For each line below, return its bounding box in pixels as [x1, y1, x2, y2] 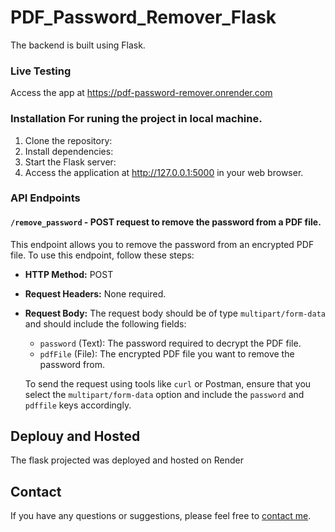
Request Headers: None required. [24, 287, 167, 300]
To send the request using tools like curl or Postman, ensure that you [24, 377, 312, 390]
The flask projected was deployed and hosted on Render [10, 454, 244, 466]
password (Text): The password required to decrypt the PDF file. [39, 337, 302, 349]
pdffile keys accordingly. [24, 399, 132, 411]
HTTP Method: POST [24, 268, 114, 280]
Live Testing [10, 64, 72, 78]
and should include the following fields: [24, 317, 187, 330]
